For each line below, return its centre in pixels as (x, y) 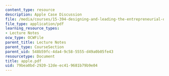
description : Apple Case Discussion (44, 14)
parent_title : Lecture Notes (36, 42)
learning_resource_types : (32, 28)
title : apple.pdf (23, 61)
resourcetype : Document (30, 56)
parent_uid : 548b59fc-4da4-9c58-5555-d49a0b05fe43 (59, 51)
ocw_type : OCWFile (24, 38)
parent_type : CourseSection (35, 47)
